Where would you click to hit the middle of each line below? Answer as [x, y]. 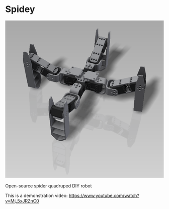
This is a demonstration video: [36, 196]
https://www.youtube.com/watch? [104, 196]
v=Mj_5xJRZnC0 [22, 201]
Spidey [20, 9]
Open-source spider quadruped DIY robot [49, 186]
